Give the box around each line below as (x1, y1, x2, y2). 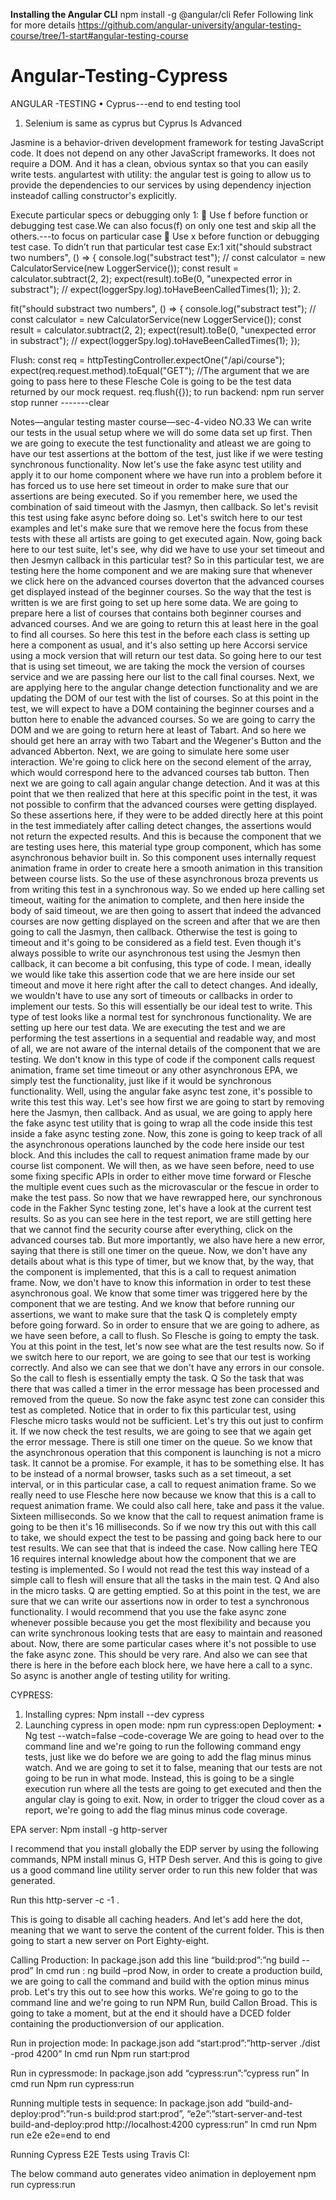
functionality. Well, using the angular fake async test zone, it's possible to (10, 1085, 313, 1097)
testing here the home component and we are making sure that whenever (10, 564, 313, 576)
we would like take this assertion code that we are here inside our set (10, 968, 296, 980)
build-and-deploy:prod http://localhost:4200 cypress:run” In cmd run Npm (10, 2118, 317, 2130)
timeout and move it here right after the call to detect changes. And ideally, (10, 979, 318, 991)
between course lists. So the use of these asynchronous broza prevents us (10, 872, 319, 884)
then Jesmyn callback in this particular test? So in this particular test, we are (10, 554, 325, 566)
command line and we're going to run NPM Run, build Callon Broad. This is (10, 1996, 318, 2008)
